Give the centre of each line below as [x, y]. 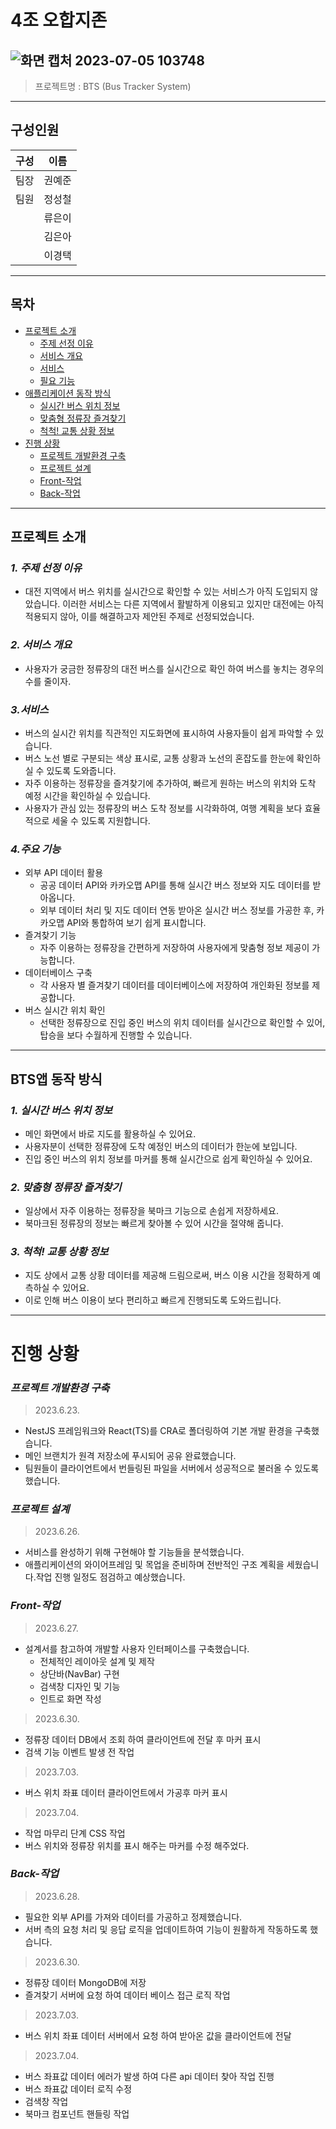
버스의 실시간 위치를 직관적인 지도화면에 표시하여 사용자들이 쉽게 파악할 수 [169, 733]
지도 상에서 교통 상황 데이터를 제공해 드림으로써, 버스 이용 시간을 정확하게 [167, 1275]
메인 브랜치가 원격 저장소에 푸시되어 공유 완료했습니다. [130, 1455]
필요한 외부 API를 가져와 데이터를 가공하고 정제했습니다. [133, 1917]
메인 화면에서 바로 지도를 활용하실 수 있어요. [110, 1133]
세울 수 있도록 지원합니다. [101, 820]
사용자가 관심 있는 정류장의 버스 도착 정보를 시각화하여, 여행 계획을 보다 [163, 808]
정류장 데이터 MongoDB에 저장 [85, 1982]
